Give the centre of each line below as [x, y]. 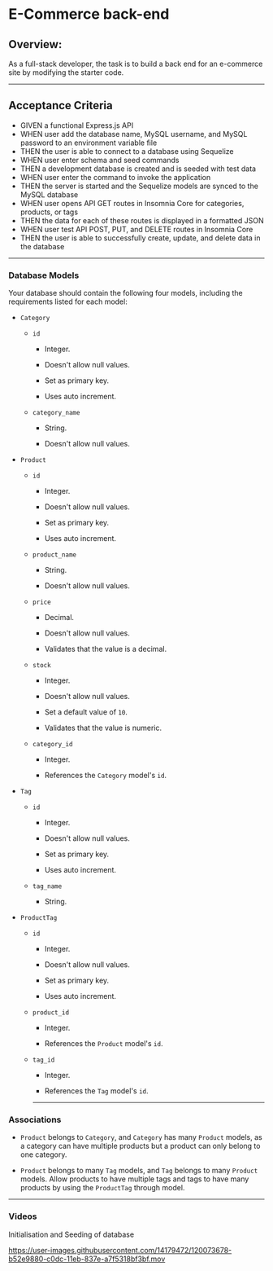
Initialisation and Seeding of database [71, 1234]
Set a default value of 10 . [86, 712]
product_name [54, 555]
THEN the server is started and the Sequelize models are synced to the [139, 186]
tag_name [47, 886]
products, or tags [49, 212]
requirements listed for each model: [68, 301]
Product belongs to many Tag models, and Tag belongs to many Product [139, 1171]
